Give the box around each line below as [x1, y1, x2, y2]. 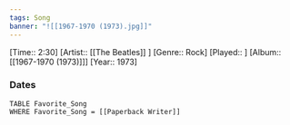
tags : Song [9, 13, 51, 23]
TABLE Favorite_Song [9, 99, 88, 109]
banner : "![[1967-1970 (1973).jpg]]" [9, 22, 153, 31]
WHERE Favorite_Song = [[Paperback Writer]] [9, 107, 181, 116]
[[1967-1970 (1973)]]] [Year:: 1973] [9, 56, 138, 67]
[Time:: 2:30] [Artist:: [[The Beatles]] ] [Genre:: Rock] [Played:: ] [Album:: [9, 46, 282, 57]
